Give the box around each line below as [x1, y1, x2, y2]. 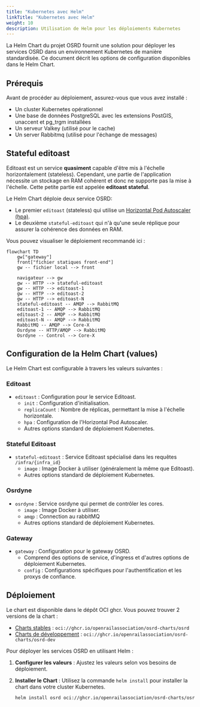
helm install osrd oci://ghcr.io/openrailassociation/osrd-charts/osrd [14, 694, 198, 700]
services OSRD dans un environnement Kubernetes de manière [6, 48, 162, 56]
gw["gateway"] [17, 254, 52, 260]
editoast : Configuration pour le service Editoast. [14, 393, 137, 400]
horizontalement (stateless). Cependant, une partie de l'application [6, 170, 172, 178]
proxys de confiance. [23, 572, 77, 580]
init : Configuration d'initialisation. [23, 399, 110, 407]
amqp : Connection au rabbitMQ [23, 513, 100, 520]
